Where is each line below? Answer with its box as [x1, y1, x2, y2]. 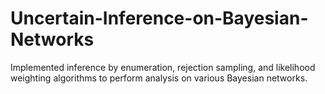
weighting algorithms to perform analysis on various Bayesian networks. [10, 72, 308, 84]
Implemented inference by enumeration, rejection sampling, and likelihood [10, 61, 316, 73]
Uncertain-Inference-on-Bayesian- [10, 7, 309, 30]
